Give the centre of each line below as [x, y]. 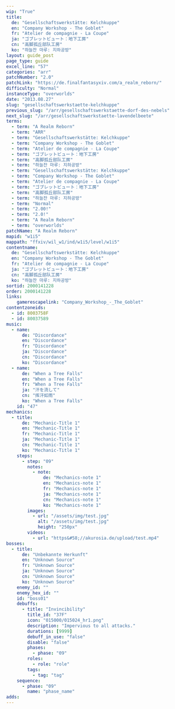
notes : [35, 467]
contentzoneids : [26, 308]
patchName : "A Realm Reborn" [42, 231]
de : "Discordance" [44, 335]
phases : [37, 648]
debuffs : [27, 604]
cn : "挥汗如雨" [39, 396]
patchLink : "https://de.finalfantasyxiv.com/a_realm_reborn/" [84, 83]
